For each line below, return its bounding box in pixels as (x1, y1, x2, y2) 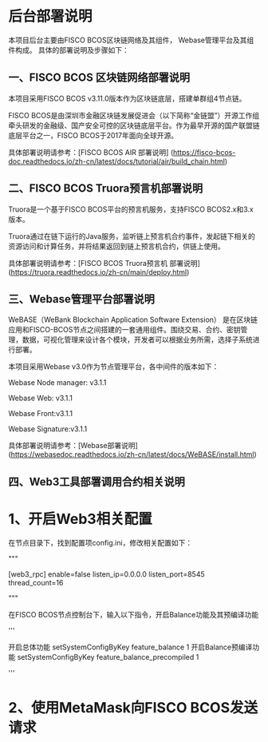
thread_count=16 (8, 577, 64, 587)
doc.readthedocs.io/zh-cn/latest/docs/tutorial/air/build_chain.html (8, 157, 226, 166)
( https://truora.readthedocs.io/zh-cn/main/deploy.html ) (8, 267, 190, 276)
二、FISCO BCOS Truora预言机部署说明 (8, 181, 203, 196)
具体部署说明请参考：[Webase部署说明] (8, 441, 138, 450)
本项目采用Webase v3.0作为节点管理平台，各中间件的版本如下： (8, 362, 219, 371)
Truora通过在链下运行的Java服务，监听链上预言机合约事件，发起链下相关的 (8, 231, 255, 240)
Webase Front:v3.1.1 (8, 409, 73, 419)
